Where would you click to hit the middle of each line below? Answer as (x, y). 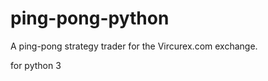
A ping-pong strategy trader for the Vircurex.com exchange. (134, 46)
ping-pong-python (90, 18)
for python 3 (36, 65)
